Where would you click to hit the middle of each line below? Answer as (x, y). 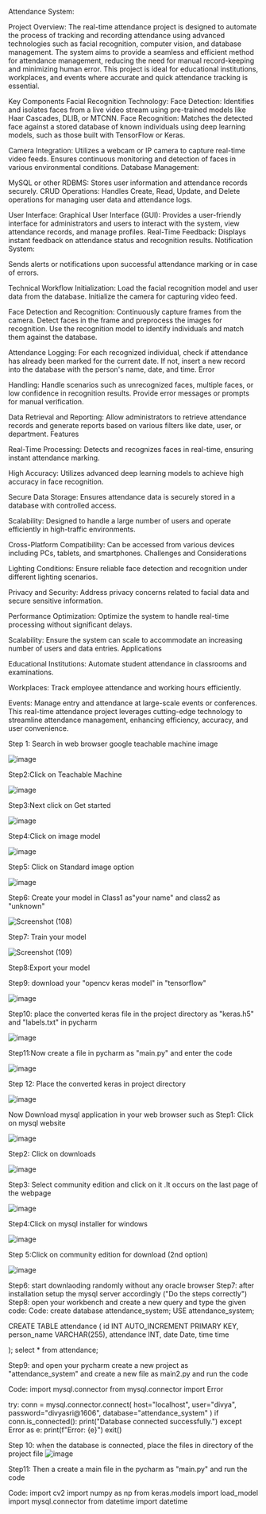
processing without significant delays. (70, 624)
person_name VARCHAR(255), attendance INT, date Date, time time (119, 1334)
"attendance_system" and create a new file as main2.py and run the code (128, 1374)
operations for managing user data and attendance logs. (100, 199)
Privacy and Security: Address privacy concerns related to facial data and (129, 592)
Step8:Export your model (49, 967)
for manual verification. (46, 402)
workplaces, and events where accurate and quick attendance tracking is (128, 77)
